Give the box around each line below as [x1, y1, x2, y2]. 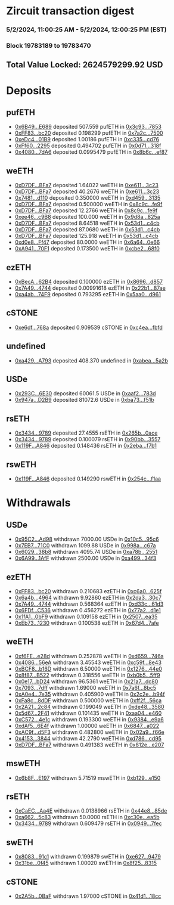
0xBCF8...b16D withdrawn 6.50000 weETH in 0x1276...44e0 [14, 665, 163, 672]
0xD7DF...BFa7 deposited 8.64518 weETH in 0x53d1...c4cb [14, 219, 160, 227]
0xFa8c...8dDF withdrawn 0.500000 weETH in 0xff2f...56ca [14, 696, 162, 704]
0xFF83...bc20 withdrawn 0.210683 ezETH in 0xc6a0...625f [14, 587, 162, 594]
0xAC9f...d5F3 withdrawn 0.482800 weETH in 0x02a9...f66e [14, 729, 165, 736]
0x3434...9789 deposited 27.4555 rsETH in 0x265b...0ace [14, 429, 158, 436]
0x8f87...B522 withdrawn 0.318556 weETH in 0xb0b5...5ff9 [14, 671, 160, 678]
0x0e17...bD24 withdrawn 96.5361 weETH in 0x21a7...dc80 [14, 678, 159, 685]
